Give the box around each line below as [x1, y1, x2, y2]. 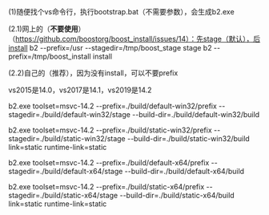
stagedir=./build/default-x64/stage [8, 167, 123, 176]
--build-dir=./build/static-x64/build [119, 191, 235, 200]
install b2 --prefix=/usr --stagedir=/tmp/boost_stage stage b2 [8, 43, 212, 52]
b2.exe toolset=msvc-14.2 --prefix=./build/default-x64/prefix [8, 158, 210, 167]
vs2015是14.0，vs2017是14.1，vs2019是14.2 [8, 85, 152, 95]
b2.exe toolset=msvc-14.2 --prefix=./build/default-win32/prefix [8, 101, 218, 111]
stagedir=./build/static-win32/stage [8, 134, 126, 143]
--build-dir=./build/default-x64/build [124, 167, 245, 176]
